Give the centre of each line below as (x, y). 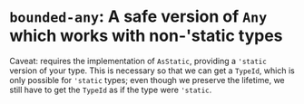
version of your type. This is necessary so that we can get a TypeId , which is (152, 71)
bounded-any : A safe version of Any (138, 17)
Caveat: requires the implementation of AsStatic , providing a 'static (138, 61)
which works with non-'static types (146, 36)
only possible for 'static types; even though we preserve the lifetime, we (147, 80)
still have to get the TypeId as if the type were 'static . (111, 90)
